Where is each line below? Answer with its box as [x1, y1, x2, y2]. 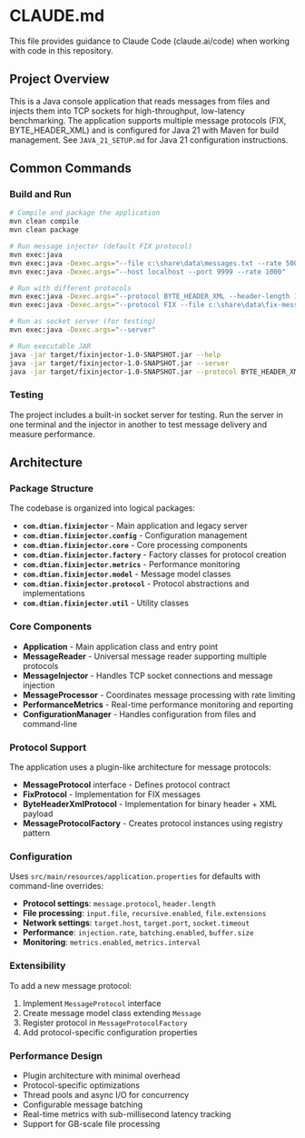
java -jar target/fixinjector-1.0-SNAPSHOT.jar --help [9, 350, 221, 359]
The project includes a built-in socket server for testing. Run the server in [9, 409, 283, 420]
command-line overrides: [9, 881, 104, 892]
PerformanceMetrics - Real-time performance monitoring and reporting [22, 699, 293, 710]
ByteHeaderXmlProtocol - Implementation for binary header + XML [22, 799, 277, 810]
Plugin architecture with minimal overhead [22, 1070, 181, 1081]
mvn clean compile [9, 217, 79, 226]
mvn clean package [9, 225, 79, 235]
